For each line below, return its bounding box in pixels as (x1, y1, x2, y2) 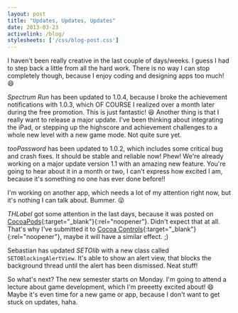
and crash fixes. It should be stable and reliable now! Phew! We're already (7, 152, 224, 161)
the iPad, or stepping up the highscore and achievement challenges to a (7, 123, 218, 132)
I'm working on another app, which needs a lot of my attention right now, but (7, 189, 232, 197)
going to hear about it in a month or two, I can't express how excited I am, (7, 167, 223, 176)
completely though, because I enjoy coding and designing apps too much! (7, 72, 225, 80)
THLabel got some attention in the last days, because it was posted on (7, 210, 214, 218)
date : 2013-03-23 (7, 23, 59, 31)
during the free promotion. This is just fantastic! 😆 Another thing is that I (7, 108, 220, 117)
